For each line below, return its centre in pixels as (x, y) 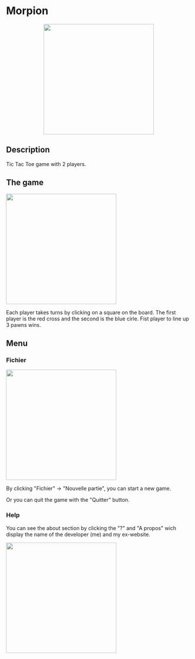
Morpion (27, 11)
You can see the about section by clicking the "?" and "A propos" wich (91, 528)
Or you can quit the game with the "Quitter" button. (68, 500)
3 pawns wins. (23, 324)
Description (28, 150)
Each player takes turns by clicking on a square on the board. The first (91, 312)
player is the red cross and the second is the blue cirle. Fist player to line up (97, 319)
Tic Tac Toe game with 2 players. (46, 164)
